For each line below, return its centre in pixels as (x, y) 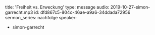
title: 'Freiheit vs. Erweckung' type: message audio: (57, 7)
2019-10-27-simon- (130, 7)
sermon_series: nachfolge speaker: (41, 17)
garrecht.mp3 (19, 12)
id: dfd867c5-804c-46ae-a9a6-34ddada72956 (82, 12)
